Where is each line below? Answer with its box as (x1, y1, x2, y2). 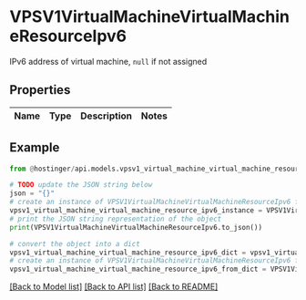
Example (9, 140, 60, 156)
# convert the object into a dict (9, 239, 141, 248)
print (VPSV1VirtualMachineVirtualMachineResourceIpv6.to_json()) (9, 222, 262, 232)
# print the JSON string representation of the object (9, 214, 222, 223)
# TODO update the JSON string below (9, 181, 153, 190)
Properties (9, 82, 71, 98)
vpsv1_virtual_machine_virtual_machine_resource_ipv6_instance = (9, 206, 262, 215)
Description (80, 109, 132, 122)
